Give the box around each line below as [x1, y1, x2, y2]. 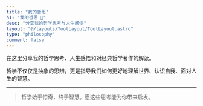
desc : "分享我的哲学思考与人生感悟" [6, 20, 86, 26]
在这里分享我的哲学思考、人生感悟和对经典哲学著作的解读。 [6, 55, 155, 61]
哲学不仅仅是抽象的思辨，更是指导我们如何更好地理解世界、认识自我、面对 [6, 67, 192, 75]
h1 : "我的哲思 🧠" [6, 15, 47, 21]
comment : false [6, 37, 45, 43]
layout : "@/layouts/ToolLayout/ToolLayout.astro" [6, 25, 134, 32]
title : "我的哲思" [6, 8, 50, 15]
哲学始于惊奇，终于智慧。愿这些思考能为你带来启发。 [21, 93, 154, 101]
